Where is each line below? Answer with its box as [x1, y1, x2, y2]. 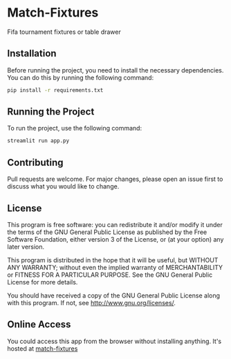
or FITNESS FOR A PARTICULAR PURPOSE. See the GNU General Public [7, 271, 213, 279]
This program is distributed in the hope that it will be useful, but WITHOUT [7, 255, 219, 264]
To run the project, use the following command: [7, 124, 142, 133]
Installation [7, 48, 57, 59]
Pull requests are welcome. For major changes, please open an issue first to [7, 175, 223, 184]
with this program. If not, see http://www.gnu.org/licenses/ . [7, 298, 176, 307]
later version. [7, 242, 45, 251]
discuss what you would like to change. [7, 182, 120, 191]
